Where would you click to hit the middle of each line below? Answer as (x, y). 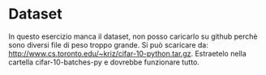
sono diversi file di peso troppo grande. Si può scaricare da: (108, 44)
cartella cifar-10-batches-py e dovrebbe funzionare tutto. (104, 62)
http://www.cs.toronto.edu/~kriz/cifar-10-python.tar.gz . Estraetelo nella (128, 53)
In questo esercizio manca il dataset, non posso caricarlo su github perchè (133, 36)
